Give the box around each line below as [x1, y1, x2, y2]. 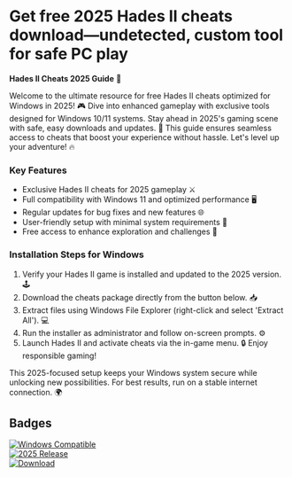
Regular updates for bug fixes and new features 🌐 [21, 207, 205, 218]
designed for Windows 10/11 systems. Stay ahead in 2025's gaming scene [9, 113, 279, 123]
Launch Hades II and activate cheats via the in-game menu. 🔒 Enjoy [21, 337, 268, 348]
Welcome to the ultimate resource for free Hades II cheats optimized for [9, 90, 272, 101]
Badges [9, 415, 52, 431]
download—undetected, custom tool [9, 25, 284, 45]
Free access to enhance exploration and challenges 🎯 [21, 226, 219, 237]
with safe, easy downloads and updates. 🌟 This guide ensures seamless [9, 122, 273, 133]
